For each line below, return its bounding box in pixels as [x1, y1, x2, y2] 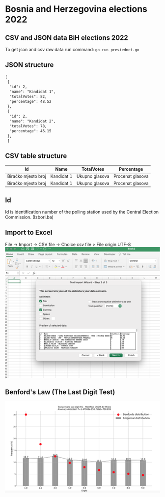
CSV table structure [5, 152, 67, 160]
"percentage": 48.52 [9, 99, 52, 104]
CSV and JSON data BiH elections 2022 [5, 33, 129, 42]
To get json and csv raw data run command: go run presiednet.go [5, 47, 139, 52]
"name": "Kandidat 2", [9, 119, 56, 124]
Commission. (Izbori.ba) [5, 214, 54, 220]
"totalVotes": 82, [9, 94, 48, 99]
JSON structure [5, 61, 54, 69]
